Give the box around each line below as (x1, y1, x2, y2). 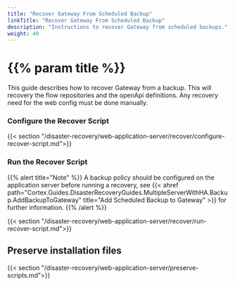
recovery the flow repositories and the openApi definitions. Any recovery (7, 91, 219, 99)
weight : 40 (7, 30, 39, 37)
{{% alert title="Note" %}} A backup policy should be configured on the (7, 173, 215, 182)
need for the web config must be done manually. (7, 99, 148, 107)
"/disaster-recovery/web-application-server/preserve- (41, 263, 199, 272)
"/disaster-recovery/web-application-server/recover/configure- (41, 132, 225, 141)
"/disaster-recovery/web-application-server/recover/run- (41, 216, 207, 225)
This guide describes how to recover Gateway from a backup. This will (7, 84, 212, 92)
